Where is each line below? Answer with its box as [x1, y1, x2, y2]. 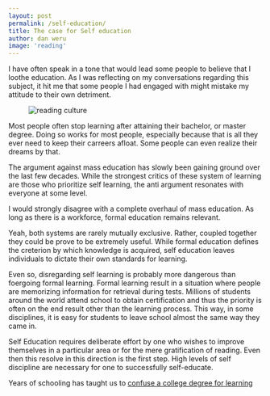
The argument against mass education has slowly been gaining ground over [8, 162, 260, 172]
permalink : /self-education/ [8, 19, 106, 27]
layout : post [8, 11, 52, 20]
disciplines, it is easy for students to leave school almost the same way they [8, 313, 260, 322]
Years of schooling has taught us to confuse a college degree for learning [8, 378, 253, 388]
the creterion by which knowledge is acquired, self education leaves [8, 246, 235, 255]
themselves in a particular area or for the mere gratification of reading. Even [8, 345, 260, 356]
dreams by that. [8, 147, 60, 157]
